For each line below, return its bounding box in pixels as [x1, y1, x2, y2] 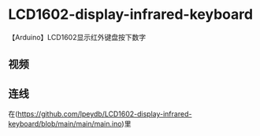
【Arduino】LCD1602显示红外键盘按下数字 [8, 32, 147, 42]
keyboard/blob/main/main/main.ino [8, 119, 122, 129]
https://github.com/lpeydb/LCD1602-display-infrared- [17, 109, 192, 119]
